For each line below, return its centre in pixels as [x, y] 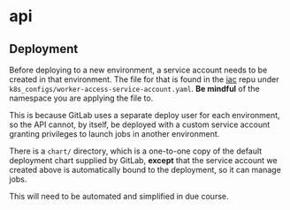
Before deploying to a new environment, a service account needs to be [138, 70]
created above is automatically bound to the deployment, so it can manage [145, 170]
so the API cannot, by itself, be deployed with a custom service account [140, 124]
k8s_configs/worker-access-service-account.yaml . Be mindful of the [134, 89]
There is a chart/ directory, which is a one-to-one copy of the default [136, 151]
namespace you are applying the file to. [81, 98]
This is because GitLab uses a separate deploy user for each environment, [145, 115]
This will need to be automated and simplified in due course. [119, 196]
